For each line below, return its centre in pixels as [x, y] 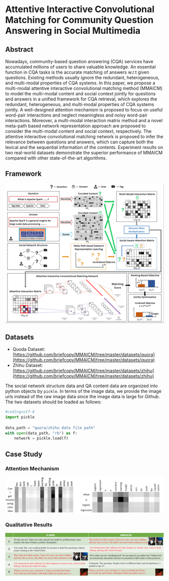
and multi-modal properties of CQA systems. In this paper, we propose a [80, 83]
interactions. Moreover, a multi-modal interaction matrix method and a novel [84, 120]
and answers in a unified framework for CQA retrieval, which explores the [81, 99]
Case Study [24, 454]
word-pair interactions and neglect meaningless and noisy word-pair [76, 115]
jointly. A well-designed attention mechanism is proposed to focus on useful [84, 110]
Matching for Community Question [79, 20]
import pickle [20, 417]
